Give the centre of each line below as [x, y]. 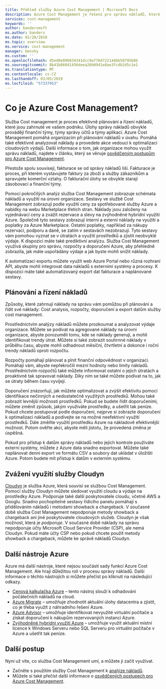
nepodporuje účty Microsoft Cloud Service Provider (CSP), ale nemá [75, 528]
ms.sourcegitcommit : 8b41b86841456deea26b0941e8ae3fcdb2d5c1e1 [72, 65]
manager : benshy [22, 51]
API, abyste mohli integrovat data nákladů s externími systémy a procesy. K [82, 266]
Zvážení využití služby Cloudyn [55, 474]
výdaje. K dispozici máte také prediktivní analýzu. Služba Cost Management [82, 241]
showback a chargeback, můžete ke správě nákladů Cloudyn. [68, 538]
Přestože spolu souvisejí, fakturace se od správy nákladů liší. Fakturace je [80, 168]
